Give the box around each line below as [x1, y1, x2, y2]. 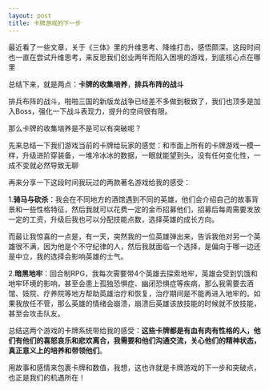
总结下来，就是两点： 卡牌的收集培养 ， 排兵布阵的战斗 [8, 79, 184, 89]
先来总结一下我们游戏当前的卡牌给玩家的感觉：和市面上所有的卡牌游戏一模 [8, 140, 254, 150]
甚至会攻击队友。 [8, 308, 65, 318]
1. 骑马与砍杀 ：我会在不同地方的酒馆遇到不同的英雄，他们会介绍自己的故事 [8, 194, 252, 204]
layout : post [8, 11, 52, 20]
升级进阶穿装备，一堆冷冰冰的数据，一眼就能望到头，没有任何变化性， [22, 150, 254, 160]
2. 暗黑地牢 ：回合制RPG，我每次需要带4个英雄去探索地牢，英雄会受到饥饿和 [8, 268, 259, 278]
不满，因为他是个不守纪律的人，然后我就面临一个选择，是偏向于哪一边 [22, 241, 254, 251]
